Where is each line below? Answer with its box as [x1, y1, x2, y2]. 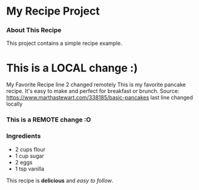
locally [6, 100, 23, 107]
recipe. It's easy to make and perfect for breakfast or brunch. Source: [6, 87, 180, 95]
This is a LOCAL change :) [6, 61, 138, 75]
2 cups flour [15, 146, 45, 153]
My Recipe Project [6, 4, 100, 18]
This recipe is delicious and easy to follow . [6, 177, 114, 184]
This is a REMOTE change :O [6, 115, 91, 124]
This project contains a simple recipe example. [6, 39, 123, 47]
